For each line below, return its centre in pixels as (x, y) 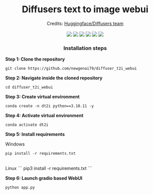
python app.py (20, 188)
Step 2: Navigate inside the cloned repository (54, 78)
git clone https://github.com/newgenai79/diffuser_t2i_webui (71, 69)
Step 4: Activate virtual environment (44, 116)
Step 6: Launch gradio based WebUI (44, 178)
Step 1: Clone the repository (35, 59)
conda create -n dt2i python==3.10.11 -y (50, 106)
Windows (15, 144)
